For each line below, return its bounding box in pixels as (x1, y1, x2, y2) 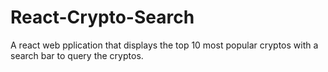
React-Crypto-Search (10, 6, 195, 29)
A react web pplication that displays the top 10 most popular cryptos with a (10, 39, 319, 51)
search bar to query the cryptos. (10, 49, 144, 61)
